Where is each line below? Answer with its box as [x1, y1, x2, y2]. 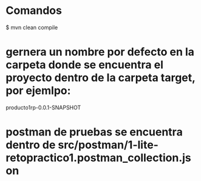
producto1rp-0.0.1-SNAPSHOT [5, 104, 81, 111]
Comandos [5, 4, 62, 18]
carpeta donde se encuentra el [5, 58, 163, 72]
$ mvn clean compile [5, 24, 58, 31]
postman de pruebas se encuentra [5, 125, 183, 139]
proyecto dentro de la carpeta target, [5, 71, 196, 85]
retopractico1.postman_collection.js [5, 151, 192, 165]
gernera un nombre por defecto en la [5, 45, 195, 59]
